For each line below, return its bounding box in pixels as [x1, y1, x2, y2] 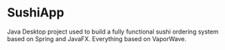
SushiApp [7, 5, 64, 21]
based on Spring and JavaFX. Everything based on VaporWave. [7, 34, 187, 42]
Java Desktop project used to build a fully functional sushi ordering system [7, 27, 219, 36]
